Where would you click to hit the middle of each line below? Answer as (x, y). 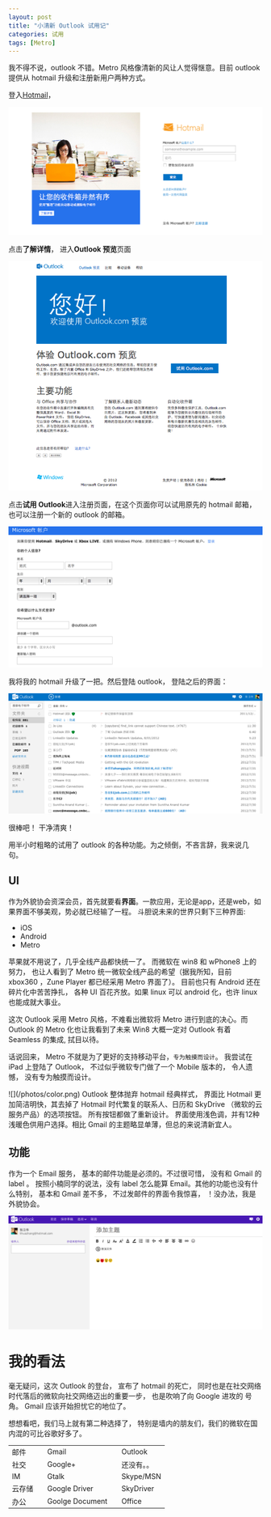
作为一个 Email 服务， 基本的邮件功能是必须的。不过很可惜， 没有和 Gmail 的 (135, 1173)
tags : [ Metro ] (32, 43)
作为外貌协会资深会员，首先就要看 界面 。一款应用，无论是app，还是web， (131, 901)
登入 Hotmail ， (32, 95)
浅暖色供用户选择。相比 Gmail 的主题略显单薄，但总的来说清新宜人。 (122, 1124)
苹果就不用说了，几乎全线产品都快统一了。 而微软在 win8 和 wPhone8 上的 (132, 961)
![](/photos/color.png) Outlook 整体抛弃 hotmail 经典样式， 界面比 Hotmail (130, 1094)
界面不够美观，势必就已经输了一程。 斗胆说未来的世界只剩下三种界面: (130, 911)
